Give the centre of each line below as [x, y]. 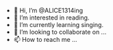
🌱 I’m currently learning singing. [59, 25]
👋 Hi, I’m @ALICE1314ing [48, 10]
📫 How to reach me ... [45, 40]
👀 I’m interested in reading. [51, 18]
